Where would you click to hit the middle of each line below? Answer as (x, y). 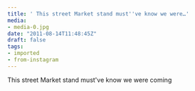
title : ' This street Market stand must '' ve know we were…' (99, 14)
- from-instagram (33, 60)
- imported (23, 54)
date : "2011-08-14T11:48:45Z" (52, 34)
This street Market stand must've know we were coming (90, 80)
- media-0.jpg (28, 27)
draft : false (27, 40)
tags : (15, 47)
